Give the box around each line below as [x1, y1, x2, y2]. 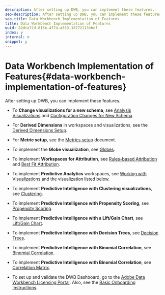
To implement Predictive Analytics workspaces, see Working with [12, 170, 147, 176]
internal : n [5, 35, 29, 40]
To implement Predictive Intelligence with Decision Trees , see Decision [12, 229, 159, 235]
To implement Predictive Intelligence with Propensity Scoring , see [12, 200, 149, 206]
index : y [5, 30, 23, 35]
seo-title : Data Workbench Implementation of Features [5, 16, 120, 21]
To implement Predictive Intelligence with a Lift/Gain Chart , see [12, 215, 143, 221]
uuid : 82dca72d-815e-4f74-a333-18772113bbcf [5, 26, 98, 31]
